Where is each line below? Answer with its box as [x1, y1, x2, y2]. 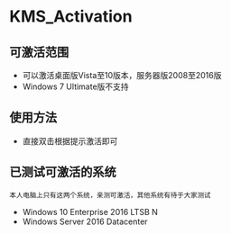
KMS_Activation [9, 6, 133, 27]
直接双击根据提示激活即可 [22, 135, 118, 146]
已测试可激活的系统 [9, 165, 116, 180]
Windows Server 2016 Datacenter [22, 216, 148, 227]
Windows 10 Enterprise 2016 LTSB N [22, 206, 158, 217]
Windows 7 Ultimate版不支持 [22, 81, 129, 92]
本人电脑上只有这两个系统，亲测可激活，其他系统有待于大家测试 [9, 191, 211, 200]
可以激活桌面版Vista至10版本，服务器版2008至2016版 [22, 70, 222, 80]
